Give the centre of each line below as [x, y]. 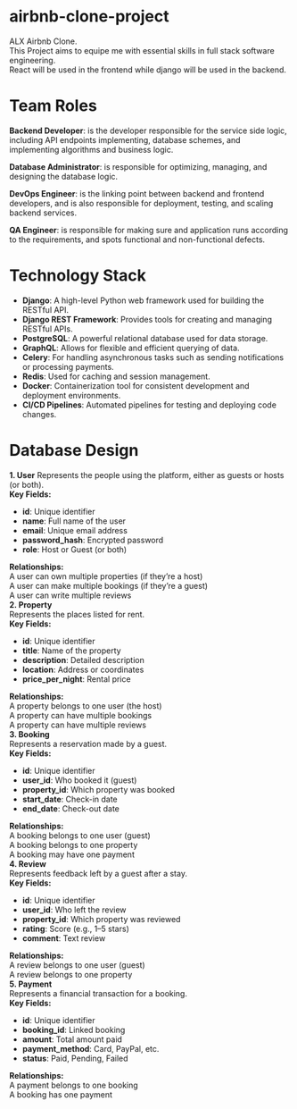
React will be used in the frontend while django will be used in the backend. [148, 70]
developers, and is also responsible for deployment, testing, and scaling [141, 203]
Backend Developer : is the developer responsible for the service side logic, [148, 130]
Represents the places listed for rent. [77, 614]
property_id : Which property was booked [99, 789]
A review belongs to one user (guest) [77, 965]
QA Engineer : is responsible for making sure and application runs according [148, 230]
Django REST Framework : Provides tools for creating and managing [147, 319]
